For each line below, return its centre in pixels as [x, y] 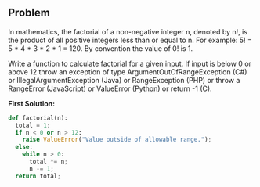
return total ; [38, 176]
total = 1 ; [33, 125]
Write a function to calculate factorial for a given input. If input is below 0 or [130, 63]
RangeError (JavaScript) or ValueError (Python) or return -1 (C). [110, 88]
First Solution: [32, 103]
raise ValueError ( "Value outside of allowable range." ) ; [117, 140]
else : [24, 147]
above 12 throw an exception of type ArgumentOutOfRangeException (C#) [128, 72]
